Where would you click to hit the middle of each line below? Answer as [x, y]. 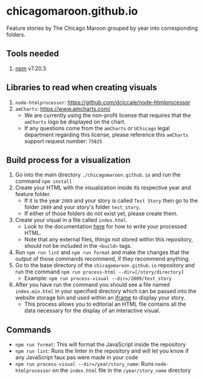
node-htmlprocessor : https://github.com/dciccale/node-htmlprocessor [103, 102]
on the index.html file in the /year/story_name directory [121, 370]
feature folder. [33, 194]
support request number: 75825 [63, 141]
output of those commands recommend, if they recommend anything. [102, 259]
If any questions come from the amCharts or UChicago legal [97, 128]
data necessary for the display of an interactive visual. [92, 311]
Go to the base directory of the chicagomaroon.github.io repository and [105, 266]
